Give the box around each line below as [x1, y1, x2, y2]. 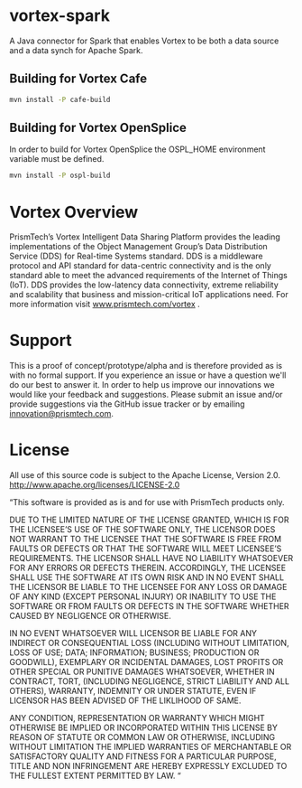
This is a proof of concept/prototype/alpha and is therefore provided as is [9, 361, 282, 371]
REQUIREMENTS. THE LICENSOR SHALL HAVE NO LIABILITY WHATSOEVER [9, 553, 294, 564]
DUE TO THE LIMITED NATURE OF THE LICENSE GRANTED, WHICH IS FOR [9, 514, 290, 525]
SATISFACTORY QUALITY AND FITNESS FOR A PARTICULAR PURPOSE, [9, 751, 277, 762]
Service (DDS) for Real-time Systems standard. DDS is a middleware [9, 250, 263, 262]
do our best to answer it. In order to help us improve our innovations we [9, 380, 275, 390]
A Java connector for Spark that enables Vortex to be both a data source [9, 35, 279, 46]
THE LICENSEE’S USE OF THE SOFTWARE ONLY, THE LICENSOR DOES [9, 524, 276, 535]
